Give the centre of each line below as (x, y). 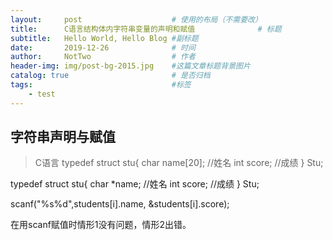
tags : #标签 (101, 85)
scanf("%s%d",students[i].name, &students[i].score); (120, 204)
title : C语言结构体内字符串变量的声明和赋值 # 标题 (146, 29)
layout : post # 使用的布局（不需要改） (136, 19)
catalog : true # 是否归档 (110, 76)
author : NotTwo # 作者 (103, 57)
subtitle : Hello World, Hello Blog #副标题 (104, 38)
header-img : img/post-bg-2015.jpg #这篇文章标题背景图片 (130, 66)
